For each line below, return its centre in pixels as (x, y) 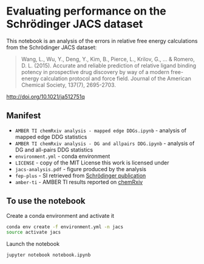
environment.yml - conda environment (63, 156)
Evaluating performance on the (86, 11)
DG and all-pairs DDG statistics (54, 149)
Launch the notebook (33, 244)
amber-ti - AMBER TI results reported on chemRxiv (79, 182)
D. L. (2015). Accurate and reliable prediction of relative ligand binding (108, 66)
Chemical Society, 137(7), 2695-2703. (69, 85)
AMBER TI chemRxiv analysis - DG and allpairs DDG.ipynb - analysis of (105, 143)
